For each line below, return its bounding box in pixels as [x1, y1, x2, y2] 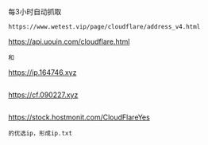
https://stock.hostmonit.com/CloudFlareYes [8, 112, 151, 122]
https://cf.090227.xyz [8, 90, 79, 100]
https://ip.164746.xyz [8, 68, 77, 77]
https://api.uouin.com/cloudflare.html [8, 37, 130, 46]
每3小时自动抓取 [8, 7, 62, 16]
